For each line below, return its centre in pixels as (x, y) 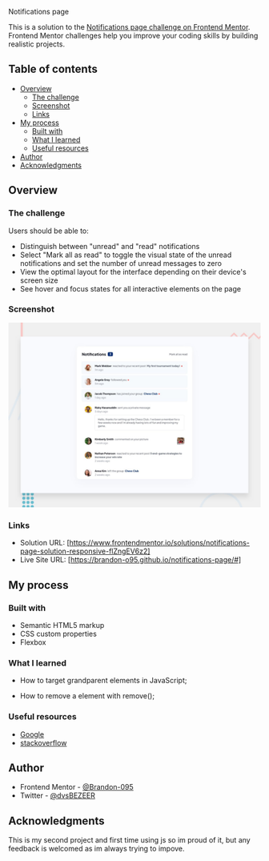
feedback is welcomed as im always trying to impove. (97, 849)
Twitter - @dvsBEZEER (58, 795)
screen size (39, 280)
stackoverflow (43, 742)
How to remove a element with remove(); (87, 696)
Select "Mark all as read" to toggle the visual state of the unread (126, 255)
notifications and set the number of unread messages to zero (121, 263)
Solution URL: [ (44, 543)
